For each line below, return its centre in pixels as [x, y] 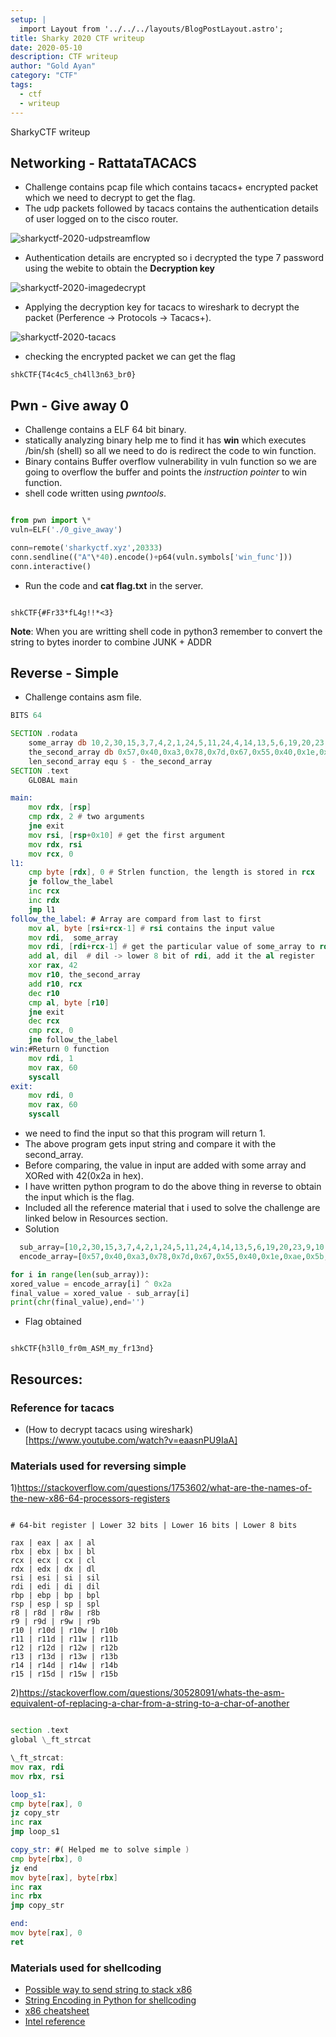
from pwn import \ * [51, 521]
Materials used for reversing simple [98, 1466]
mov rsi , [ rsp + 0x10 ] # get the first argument [127, 835]
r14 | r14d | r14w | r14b [64, 1666]
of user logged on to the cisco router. [101, 219]
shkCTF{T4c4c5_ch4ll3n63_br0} [73, 375]
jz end [24, 1868]
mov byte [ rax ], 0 [46, 1933]
